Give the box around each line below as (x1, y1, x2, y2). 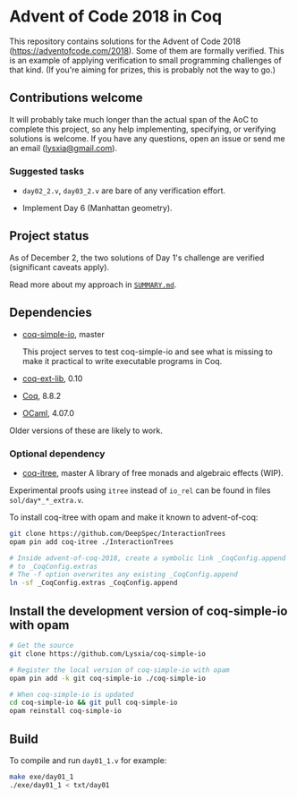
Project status (9, 228, 89, 243)
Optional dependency (9, 447, 106, 460)
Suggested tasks (9, 165, 85, 177)
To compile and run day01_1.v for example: (9, 754, 167, 766)
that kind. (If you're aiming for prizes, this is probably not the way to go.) (9, 64, 276, 75)
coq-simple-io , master (21, 328, 105, 339)
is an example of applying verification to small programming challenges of (9, 55, 282, 65)
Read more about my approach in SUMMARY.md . (9, 279, 177, 290)
